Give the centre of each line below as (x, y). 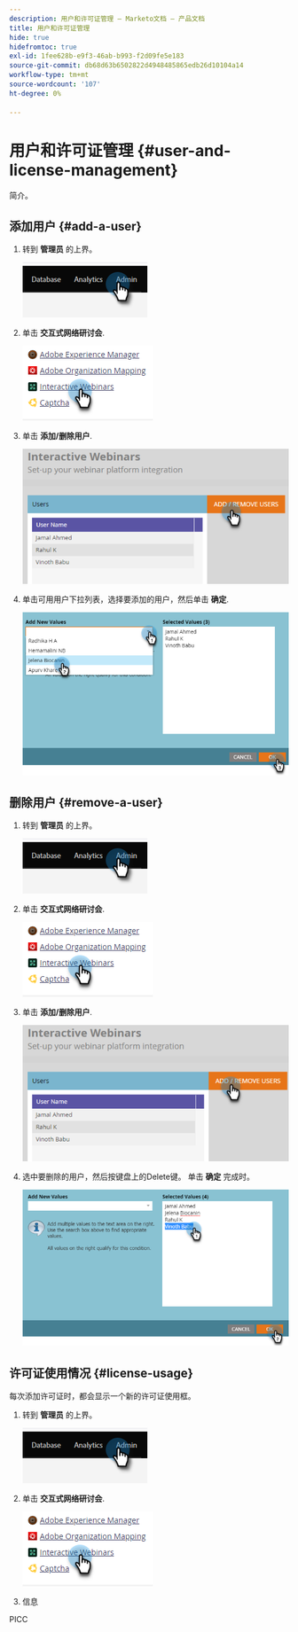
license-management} (94, 170)
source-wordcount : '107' (55, 84)
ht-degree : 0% (35, 93)
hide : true (29, 37)
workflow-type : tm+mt (49, 75)
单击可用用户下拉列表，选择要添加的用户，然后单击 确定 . (125, 599)
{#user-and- (184, 150)
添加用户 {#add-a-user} (75, 226)
